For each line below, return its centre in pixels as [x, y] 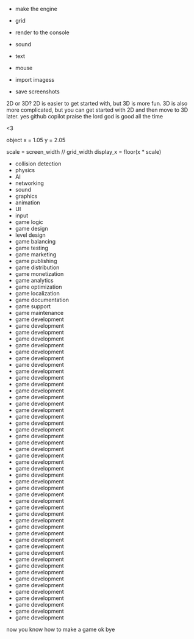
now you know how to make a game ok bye [61, 629]
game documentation [42, 300]
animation [28, 203]
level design [30, 235]
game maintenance [39, 313]
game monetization [39, 274]
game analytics [34, 280]
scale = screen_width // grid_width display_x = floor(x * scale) [84, 152]
